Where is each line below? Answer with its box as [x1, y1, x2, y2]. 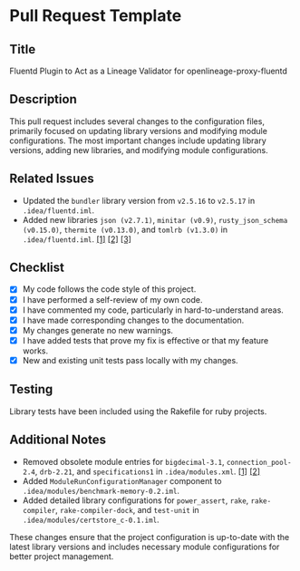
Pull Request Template [9, 5, 182, 26]
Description [9, 92, 77, 107]
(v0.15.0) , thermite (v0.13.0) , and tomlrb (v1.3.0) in [22, 224, 228, 235]
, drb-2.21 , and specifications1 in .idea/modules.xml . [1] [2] [34, 466, 261, 477]
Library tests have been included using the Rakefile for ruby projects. [9, 405, 267, 417]
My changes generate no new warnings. [22, 324, 174, 335]
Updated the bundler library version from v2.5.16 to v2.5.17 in [22, 195, 256, 206]
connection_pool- [226, 458, 292, 467]
